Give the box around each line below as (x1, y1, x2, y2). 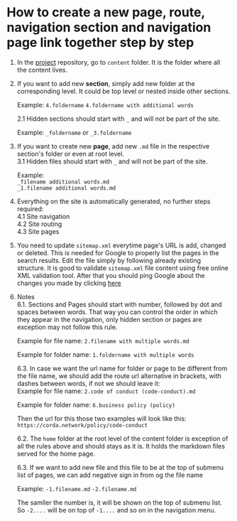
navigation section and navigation (6, 19, 211, 36)
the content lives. (16, 65, 68, 74)
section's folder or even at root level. (16, 149, 125, 158)
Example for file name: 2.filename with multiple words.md (16, 336, 189, 345)
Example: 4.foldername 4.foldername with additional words (16, 100, 194, 109)
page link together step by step (6, 35, 194, 50)
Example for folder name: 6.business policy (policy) (16, 400, 175, 409)
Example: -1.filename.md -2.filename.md (16, 484, 137, 493)
